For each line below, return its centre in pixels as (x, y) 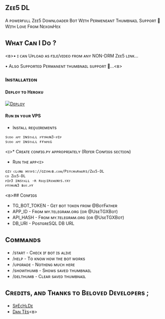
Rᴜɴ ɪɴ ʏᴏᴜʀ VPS (23, 116)
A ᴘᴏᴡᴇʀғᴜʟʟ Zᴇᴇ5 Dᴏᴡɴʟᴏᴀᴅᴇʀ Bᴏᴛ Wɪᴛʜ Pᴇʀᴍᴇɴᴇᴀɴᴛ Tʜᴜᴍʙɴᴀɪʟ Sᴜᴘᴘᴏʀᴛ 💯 (83, 20)
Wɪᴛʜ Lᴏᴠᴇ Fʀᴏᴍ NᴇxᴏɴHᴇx (33, 26)
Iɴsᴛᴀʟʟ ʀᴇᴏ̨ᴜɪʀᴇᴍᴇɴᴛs (35, 127)
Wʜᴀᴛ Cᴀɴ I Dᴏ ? (31, 43)
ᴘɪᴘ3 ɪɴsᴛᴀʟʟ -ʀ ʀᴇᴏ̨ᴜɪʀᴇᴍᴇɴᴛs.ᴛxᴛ (38, 181)
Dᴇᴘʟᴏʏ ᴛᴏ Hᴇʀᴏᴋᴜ (24, 92)
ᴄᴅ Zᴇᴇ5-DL (15, 176)
